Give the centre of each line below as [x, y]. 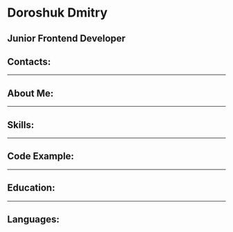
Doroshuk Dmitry [58, 13]
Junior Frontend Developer [67, 38]
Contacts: [29, 61]
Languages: [34, 220]
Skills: [21, 125]
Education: [31, 188]
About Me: [31, 93]
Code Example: [41, 156]
